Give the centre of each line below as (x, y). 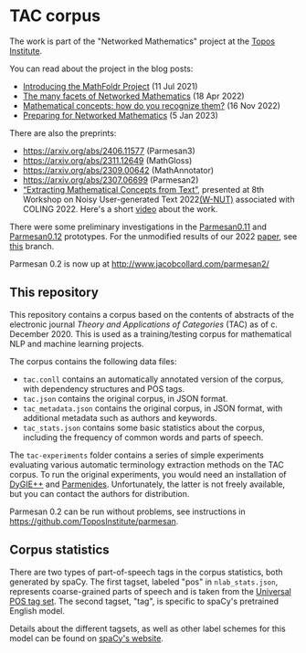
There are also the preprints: (63, 132)
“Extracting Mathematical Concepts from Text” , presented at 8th (143, 189)
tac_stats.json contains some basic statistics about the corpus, (143, 427)
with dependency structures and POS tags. (104, 388)
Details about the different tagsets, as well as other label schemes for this (148, 628)
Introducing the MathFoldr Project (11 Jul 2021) (110, 86)
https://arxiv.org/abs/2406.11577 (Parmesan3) (109, 151)
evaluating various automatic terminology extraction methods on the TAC (147, 464)
